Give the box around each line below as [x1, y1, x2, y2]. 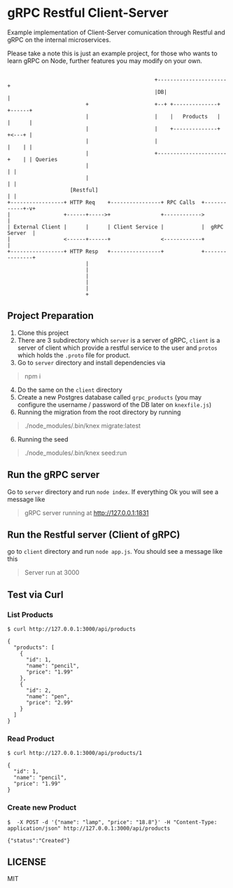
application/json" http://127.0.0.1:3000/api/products [7, 825, 171, 832]
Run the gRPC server [7, 469, 100, 481]
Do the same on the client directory [17, 385, 122, 394]
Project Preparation [7, 310, 94, 322]
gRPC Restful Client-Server [7, 5, 169, 21]
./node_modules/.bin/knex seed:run [24, 449, 127, 457]
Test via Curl [7, 589, 64, 601]
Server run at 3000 [24, 568, 80, 577]
